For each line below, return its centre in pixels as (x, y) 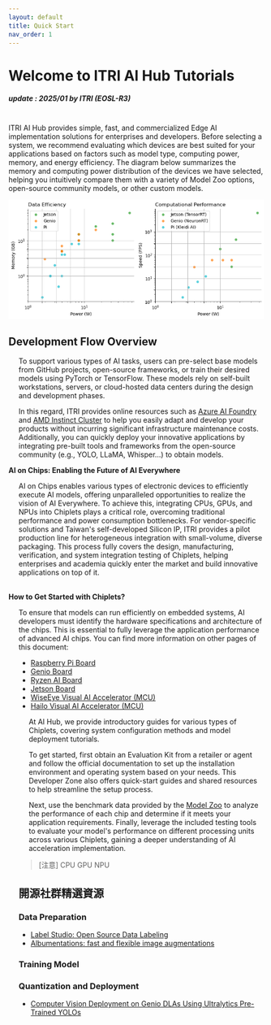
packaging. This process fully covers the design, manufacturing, (126, 547)
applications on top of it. (59, 572)
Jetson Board (53, 689)
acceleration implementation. (77, 849)
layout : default (36, 17)
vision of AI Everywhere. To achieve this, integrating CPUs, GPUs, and (136, 503)
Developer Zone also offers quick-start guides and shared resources (143, 781)
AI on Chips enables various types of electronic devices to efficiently (134, 486)
